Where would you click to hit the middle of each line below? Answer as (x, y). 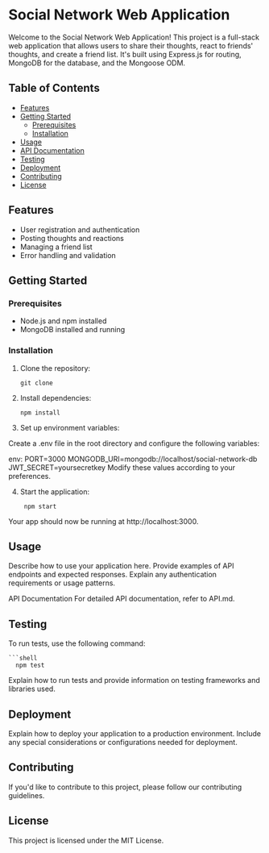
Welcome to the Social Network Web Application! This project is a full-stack (134, 37)
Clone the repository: (55, 368)
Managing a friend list (56, 247)
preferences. (29, 476)
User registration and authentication (80, 229)
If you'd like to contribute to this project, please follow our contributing (125, 787)
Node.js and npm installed (63, 321)
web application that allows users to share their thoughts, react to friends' (131, 45)
